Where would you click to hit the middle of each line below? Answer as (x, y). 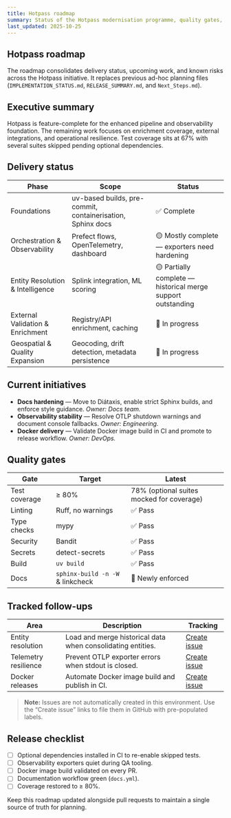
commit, (85, 206)
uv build (70, 564)
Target (90, 479)
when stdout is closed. (102, 666)
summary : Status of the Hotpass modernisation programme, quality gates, (115, 20)
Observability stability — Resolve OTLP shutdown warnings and (109, 416)
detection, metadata (104, 352)
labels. (33, 717)
